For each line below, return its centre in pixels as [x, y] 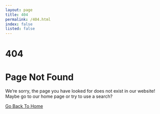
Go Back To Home [24, 106]
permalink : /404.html [28, 19]
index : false [19, 24]
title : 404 [17, 15]
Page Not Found [39, 77]
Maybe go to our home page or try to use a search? [59, 96]
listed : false [20, 29]
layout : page [19, 10]
